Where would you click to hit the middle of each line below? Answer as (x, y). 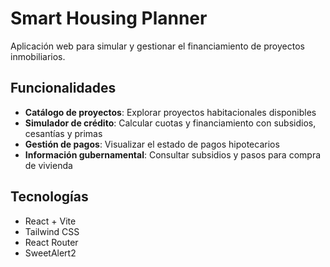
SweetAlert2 (50, 253)
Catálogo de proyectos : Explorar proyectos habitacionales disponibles (170, 112)
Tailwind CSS (52, 231)
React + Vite (50, 221)
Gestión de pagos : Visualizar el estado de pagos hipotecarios (152, 144)
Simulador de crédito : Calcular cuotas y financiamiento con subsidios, (170, 123)
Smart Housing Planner (109, 18)
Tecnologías (49, 197)
